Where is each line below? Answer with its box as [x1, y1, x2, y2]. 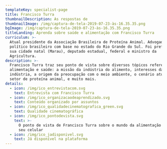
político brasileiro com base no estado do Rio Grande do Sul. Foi [9, 44, 153, 49]
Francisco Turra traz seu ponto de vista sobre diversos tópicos [9, 63, 148, 68]
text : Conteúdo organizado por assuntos [14, 100, 99, 105]
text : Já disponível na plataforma [14, 137, 88, 142]
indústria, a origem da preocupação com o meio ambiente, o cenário [9, 72, 155, 77]
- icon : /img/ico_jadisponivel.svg [9, 132, 83, 137]
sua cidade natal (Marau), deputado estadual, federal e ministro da [9, 49, 157, 54]
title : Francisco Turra [5, 12, 55, 17]
